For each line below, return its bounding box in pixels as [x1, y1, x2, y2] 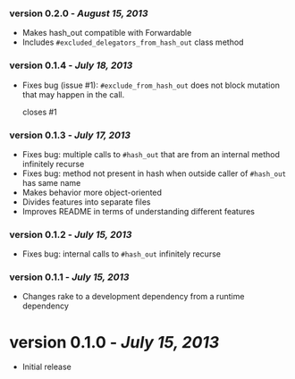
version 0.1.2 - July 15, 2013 [9, 228, 132, 240]
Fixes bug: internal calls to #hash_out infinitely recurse [21, 248, 222, 259]
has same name [21, 177, 81, 188]
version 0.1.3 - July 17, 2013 [9, 129, 131, 141]
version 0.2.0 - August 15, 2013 [9, 7, 148, 20]
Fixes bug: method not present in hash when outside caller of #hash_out [21, 168, 287, 179]
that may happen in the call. [21, 88, 125, 100]
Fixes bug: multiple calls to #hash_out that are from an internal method [21, 148, 280, 159]
